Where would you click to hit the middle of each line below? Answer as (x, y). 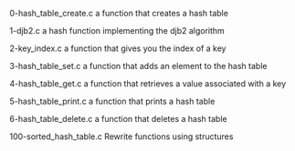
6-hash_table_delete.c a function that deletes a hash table (118, 119)
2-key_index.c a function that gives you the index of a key (118, 48)
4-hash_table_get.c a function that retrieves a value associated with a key (148, 84)
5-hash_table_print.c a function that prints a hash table (112, 101)
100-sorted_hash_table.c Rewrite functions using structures (121, 136)
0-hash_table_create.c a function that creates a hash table (119, 13)
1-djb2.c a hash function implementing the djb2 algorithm (117, 30)
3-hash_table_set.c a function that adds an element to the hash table (138, 66)
